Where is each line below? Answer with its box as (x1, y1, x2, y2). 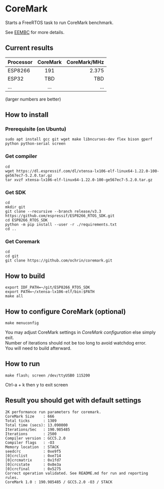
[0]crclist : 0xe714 (5, 453, 61, 458)
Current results (5, 43, 54, 52)
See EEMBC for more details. (5, 29, 65, 35)
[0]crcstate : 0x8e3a (5, 462, 61, 467)
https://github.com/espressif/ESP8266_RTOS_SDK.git (5, 213, 115, 218)
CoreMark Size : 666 (5, 413, 55, 419)
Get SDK (5, 188, 26, 195)
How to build (5, 271, 45, 280)
